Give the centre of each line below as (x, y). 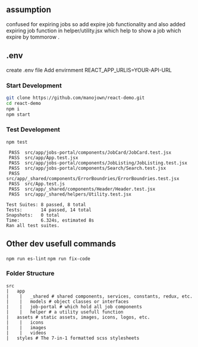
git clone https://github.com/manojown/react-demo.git (76, 98)
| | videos (26, 333)
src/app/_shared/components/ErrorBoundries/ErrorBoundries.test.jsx (93, 178)
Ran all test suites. (33, 225)
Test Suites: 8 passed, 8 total (46, 205)
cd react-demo (24, 103)
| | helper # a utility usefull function (65, 312)
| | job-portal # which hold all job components (74, 306)
